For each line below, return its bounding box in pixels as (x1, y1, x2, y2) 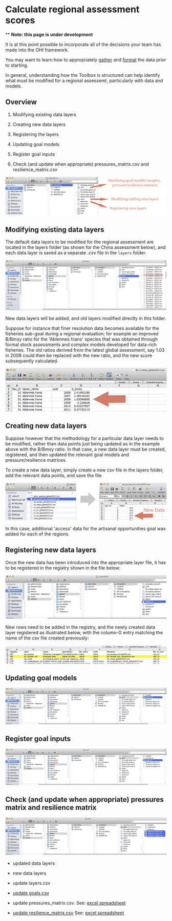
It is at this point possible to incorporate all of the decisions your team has (5, 41, 161, 47)
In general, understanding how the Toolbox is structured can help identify (5, 72, 160, 78)
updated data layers (12, 860, 55, 866)
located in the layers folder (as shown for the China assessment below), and (5, 244, 166, 250)
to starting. (5, 62, 29, 68)
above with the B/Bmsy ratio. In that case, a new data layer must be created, (5, 446, 166, 452)
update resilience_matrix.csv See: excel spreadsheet (12, 910, 124, 916)
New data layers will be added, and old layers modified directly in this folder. (5, 315, 166, 321)
